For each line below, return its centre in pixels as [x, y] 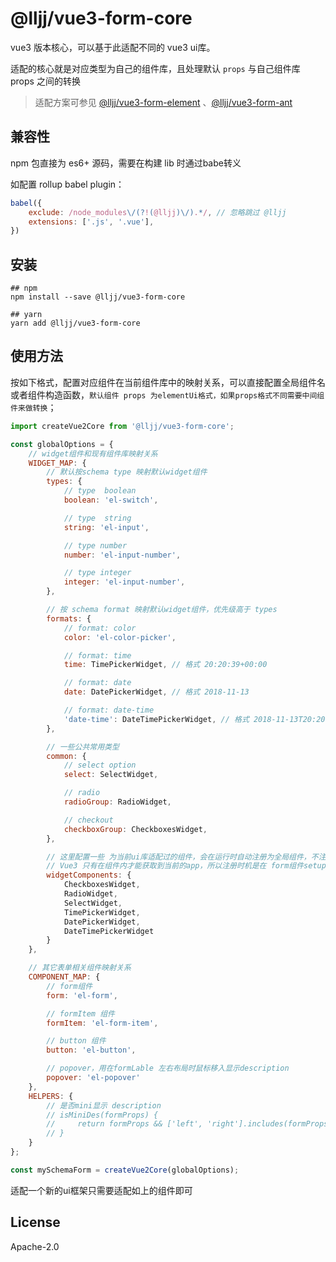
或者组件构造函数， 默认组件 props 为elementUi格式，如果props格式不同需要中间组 [167, 394]
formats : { [69, 618]
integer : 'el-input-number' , [124, 582]
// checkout [88, 820]
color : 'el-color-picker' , [120, 637]
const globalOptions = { [62, 444]
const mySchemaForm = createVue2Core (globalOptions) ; [125, 1170]
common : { [66, 756]
